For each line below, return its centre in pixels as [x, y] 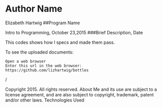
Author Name [34, 9]
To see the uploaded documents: [39, 52]
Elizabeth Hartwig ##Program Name [43, 23]
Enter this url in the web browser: [44, 66]
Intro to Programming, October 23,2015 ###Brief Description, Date [74, 32]
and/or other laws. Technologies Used [45, 100]
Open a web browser [26, 61]
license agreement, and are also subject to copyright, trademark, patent [79, 94]
